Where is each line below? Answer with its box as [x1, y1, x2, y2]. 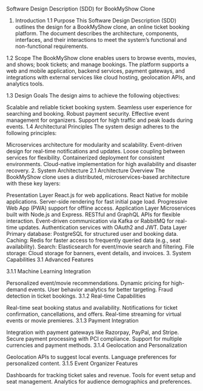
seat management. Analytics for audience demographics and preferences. [6, 378, 192, 385]
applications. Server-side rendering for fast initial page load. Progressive [6, 198, 188, 205]
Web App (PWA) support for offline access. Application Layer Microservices [6, 204, 196, 212]
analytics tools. [6, 80, 44, 87]
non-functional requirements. [15, 42, 88, 50]
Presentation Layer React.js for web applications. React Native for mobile [6, 192, 189, 199]
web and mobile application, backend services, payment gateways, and [6, 67, 185, 75]
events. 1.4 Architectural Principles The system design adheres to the [6, 123, 179, 130]
